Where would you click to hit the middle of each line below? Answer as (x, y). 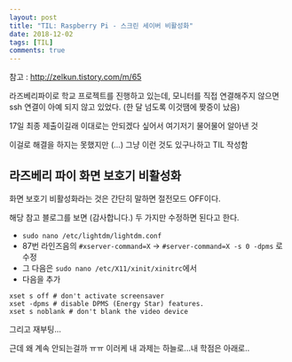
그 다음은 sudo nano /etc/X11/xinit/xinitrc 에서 (110, 268)
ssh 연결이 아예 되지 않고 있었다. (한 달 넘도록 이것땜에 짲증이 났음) (125, 107)
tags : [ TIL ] (31, 42)
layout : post (33, 17)
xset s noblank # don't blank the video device (99, 311)
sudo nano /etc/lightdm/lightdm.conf (92, 236)
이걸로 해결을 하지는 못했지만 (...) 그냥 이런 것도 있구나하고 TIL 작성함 (129, 145)
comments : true (37, 51)
